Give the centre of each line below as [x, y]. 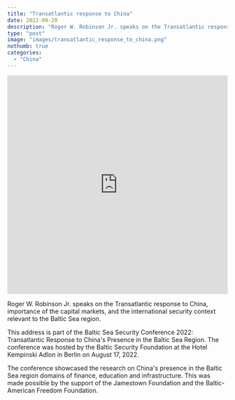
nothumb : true [28, 46]
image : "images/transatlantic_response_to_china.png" [87, 40]
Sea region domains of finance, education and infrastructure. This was [109, 376]
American [21, 390]
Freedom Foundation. [67, 390]
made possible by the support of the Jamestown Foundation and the [106, 383]
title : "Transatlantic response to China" [70, 14]
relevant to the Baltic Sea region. [54, 318]
